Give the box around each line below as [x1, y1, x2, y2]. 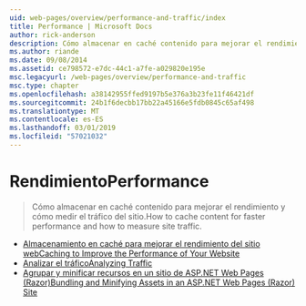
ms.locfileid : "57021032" [9, 132, 107, 141]
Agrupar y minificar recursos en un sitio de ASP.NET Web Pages [22, 267, 264, 278]
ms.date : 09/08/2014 [9, 56, 88, 65]
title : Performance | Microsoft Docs [9, 22, 153, 31]
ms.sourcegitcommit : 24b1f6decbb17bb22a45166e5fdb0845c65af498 [9, 97, 255, 107]
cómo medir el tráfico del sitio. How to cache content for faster [31, 210, 266, 221]
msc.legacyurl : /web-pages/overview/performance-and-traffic [9, 73, 247, 82]
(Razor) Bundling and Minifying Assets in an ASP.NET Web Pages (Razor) [22, 277, 296, 288]
